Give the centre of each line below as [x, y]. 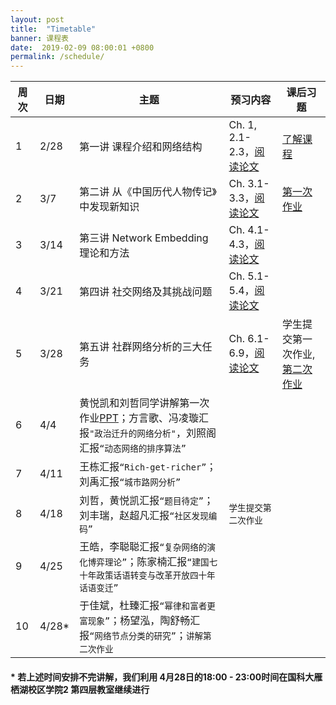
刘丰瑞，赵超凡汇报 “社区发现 [144, 516]
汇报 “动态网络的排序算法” [133, 448]
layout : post [37, 19]
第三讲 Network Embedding [144, 238]
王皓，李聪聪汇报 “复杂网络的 [143, 547]
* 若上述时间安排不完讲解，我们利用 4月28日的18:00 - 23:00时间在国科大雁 [166, 677]
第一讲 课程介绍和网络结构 [141, 147]
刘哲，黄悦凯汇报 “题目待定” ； [146, 501]
